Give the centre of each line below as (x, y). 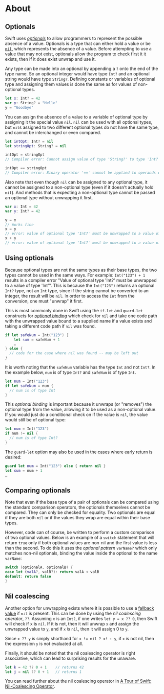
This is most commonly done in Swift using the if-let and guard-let (74, 310)
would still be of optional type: (35, 420)
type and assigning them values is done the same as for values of (71, 84)
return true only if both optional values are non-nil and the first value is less (81, 543)
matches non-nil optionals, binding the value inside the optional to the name (81, 553)
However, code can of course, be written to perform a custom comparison (80, 532)
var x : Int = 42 (21, 207)
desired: (13, 457)
